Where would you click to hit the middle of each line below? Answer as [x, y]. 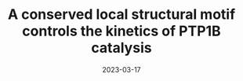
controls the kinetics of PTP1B [121, 31]
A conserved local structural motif [121, 15]
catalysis [121, 48]
